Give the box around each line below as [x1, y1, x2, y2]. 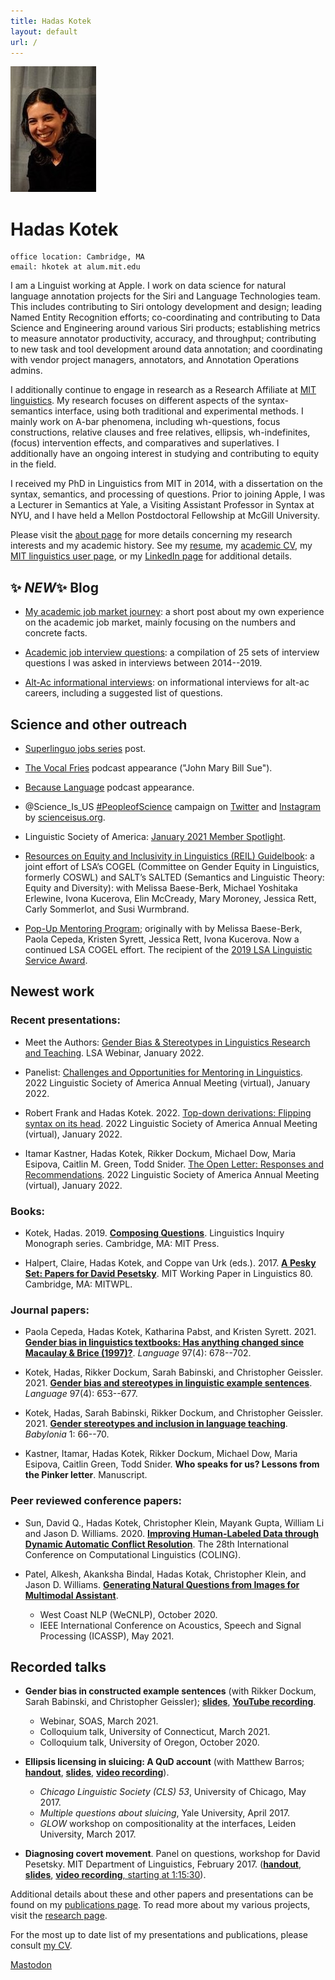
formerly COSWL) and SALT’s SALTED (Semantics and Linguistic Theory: [24, 871, 325, 883]
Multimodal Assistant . [24, 1589, 119, 1601]
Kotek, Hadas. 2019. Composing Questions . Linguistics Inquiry [24, 1226, 285, 1239]
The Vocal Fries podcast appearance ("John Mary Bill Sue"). [24, 761, 273, 774]
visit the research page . [10, 1910, 108, 1922]
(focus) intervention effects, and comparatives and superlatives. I [10, 437, 280, 449]
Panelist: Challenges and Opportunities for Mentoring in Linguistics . [24, 1066, 303, 1078]
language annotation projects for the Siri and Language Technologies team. [10, 290, 321, 302]
